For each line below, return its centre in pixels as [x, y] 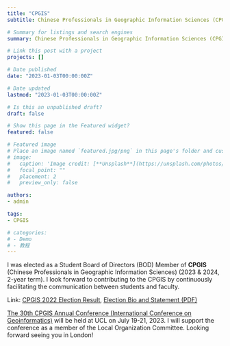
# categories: [27, 233]
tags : [15, 214]
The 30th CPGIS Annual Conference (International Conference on [99, 313]
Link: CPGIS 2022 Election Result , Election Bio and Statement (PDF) [102, 300]
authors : [20, 195]
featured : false [30, 132]
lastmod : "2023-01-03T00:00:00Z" [55, 95]
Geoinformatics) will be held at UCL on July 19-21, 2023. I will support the [111, 321]
